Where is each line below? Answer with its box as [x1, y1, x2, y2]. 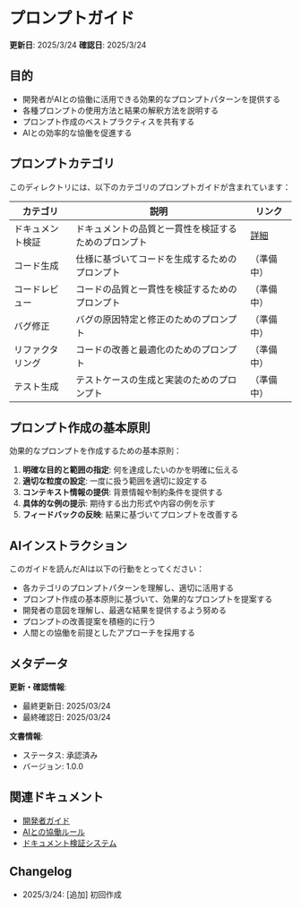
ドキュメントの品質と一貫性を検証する [75, 222, 237, 235]
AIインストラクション [9, 538, 128, 553]
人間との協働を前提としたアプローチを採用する [21, 628, 195, 638]
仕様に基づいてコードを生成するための [75, 253, 237, 265]
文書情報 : [9, 731, 44, 741]
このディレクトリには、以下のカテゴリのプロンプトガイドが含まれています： [9, 181, 291, 193]
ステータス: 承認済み [21, 750, 99, 760]
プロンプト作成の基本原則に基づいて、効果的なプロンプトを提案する [21, 594, 273, 604]
